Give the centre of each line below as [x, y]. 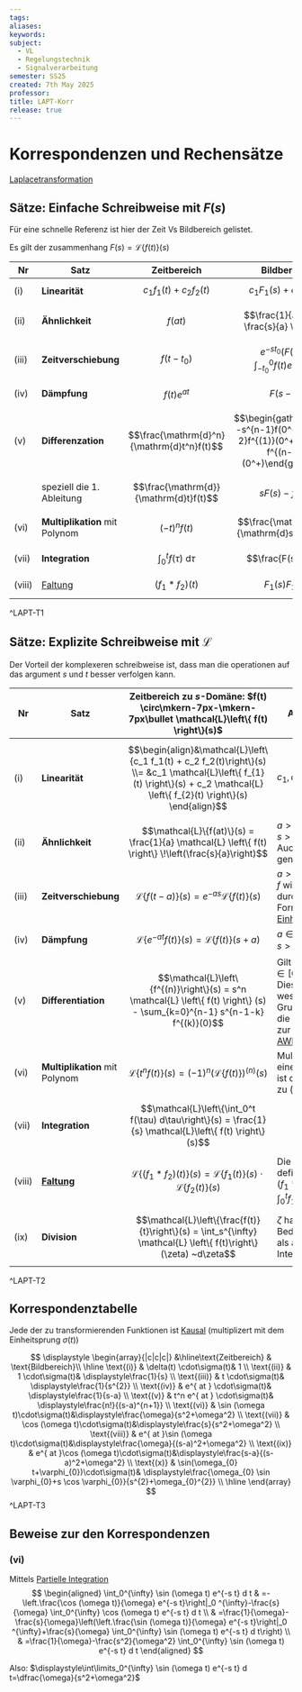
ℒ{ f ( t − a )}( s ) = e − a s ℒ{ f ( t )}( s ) [198, 896]
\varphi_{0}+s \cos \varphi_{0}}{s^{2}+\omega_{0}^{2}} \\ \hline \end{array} [151, 1482]
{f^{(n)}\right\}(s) [186, 989]
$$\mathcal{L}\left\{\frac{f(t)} [198, 1220]
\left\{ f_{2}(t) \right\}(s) [198, 795]
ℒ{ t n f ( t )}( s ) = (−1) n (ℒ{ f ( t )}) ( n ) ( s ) [198, 1072]
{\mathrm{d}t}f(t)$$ [176, 498]
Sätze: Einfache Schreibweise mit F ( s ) [118, 208]
